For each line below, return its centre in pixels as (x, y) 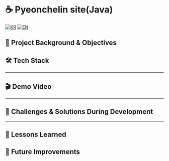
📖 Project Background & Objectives (61, 43)
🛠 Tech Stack (27, 60)
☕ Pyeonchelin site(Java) (59, 10)
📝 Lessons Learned (36, 135)
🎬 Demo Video (28, 87)
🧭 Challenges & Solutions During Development (79, 112)
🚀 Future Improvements (43, 152)
